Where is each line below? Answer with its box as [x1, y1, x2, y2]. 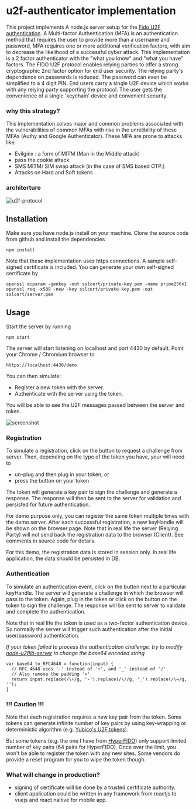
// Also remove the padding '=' [11, 671, 91, 677]
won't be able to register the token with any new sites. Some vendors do [6, 750, 180, 757]
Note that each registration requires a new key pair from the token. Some [6, 713, 182, 720]
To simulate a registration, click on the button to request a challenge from [6, 447, 183, 454]
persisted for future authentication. [6, 501, 91, 508]
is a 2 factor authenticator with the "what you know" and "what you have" [6, 55, 184, 62]
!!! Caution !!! [6, 700, 44, 708]
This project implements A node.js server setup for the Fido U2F [6, 23, 161, 31]
